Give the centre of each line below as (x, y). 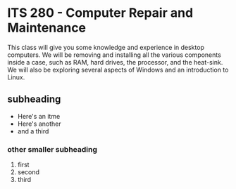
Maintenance (47, 28)
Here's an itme (39, 116)
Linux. (16, 77)
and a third (33, 131)
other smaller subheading (52, 149)
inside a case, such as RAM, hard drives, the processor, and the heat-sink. (115, 62)
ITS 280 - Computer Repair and (100, 13)
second (29, 172)
